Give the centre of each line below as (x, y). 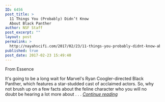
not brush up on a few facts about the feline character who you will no (76, 89)
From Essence (20, 69)
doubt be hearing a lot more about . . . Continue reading (61, 94)
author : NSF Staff (24, 28)
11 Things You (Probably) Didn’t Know (49, 19)
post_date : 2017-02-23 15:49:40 (38, 55)
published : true (22, 51)
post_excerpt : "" (23, 32)
